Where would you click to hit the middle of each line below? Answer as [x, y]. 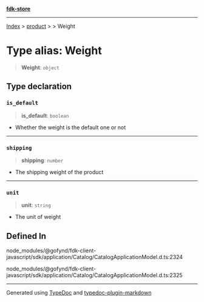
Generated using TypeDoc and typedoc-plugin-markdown [79, 293]
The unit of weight [38, 217]
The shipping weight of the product [59, 172]
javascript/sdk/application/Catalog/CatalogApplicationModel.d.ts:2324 [95, 257]
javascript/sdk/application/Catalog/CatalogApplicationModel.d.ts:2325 [95, 275]
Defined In [26, 236]
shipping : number [42, 160]
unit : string [36, 205]
